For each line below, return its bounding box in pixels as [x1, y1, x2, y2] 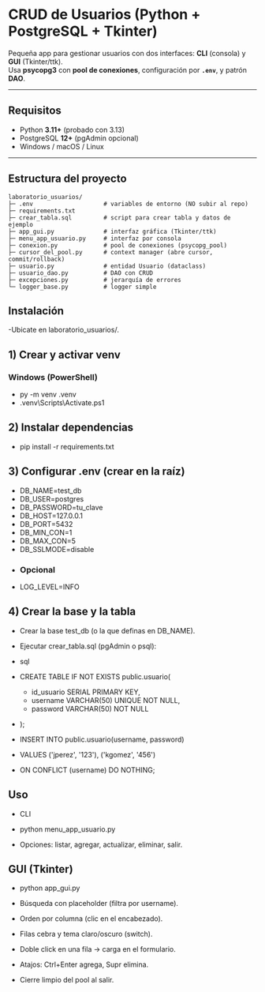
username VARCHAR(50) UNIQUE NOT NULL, [31, 695, 181, 705]
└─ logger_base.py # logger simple [8, 283, 157, 291]
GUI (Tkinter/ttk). [8, 57, 63, 66]
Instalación [8, 304, 65, 318]
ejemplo [8, 220, 34, 228]
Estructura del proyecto [8, 172, 128, 186]
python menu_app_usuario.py [19, 824, 116, 834]
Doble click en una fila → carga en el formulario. [19, 945, 176, 954]
